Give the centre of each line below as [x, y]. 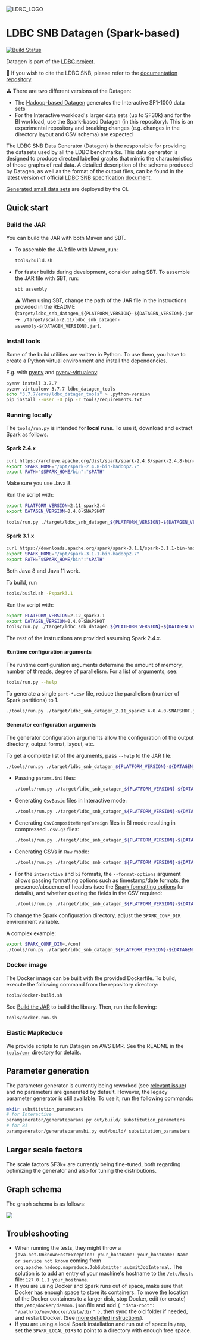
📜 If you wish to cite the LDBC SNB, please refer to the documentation [92, 73]
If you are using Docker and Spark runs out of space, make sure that [99, 1286]
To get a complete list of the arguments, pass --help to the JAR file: [89, 756]
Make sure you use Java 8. [39, 483]
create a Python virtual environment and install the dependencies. [87, 361]
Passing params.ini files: [45, 778]
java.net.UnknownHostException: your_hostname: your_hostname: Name [101, 1255]
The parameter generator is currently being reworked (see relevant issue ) [96, 1085]
